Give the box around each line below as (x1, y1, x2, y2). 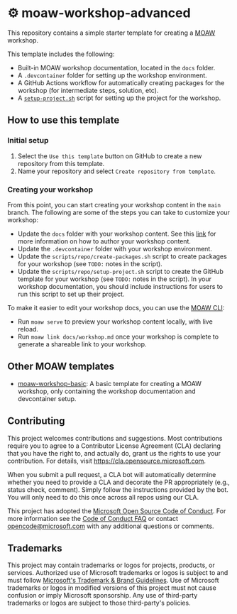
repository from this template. (17, 159, 105, 168)
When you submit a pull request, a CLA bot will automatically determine (7, 470, 216, 478)
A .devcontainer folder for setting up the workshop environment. (17, 71, 207, 80)
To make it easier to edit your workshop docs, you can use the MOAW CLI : (7, 303, 225, 312)
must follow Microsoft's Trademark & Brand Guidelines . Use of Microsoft (7, 576, 219, 585)
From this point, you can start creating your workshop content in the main (7, 200, 221, 209)
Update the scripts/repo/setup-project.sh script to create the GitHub (17, 267, 224, 275)
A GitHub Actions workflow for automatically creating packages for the (17, 78, 225, 87)
